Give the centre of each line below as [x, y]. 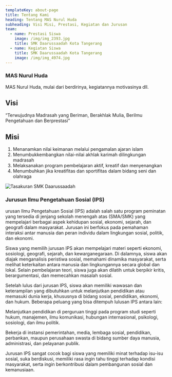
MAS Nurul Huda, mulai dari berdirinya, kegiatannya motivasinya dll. [77, 87]
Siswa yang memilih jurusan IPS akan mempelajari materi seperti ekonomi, [84, 248]
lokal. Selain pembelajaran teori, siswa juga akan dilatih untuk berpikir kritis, [85, 270]
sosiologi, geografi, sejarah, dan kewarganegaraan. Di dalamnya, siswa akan [86, 253]
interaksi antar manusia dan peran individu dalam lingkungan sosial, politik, [84, 233]
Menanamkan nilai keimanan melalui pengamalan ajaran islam [78, 149]
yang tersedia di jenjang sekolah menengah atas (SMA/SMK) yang [75, 216]
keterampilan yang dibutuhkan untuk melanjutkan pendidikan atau [75, 291]
